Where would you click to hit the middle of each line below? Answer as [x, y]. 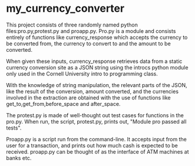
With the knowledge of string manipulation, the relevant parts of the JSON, [97, 85]
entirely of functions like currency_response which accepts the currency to [97, 37]
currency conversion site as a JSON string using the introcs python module [97, 67]
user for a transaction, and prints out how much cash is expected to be [92, 145]
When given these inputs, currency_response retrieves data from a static [94, 61]
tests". [14, 128]
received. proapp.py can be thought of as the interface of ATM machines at [98, 151]
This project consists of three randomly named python [72, 25]
